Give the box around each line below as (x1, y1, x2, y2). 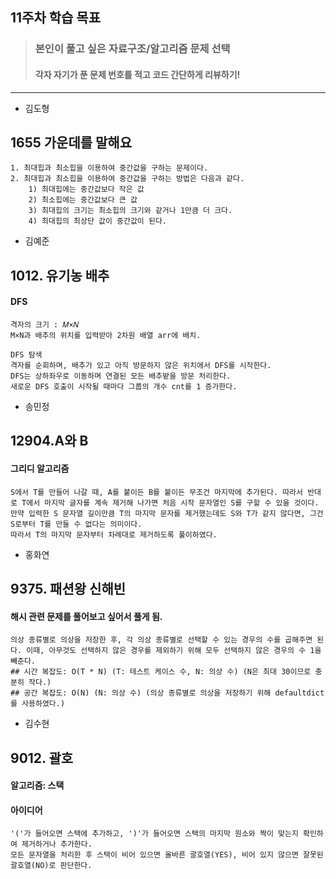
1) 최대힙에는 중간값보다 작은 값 (28, 184, 145, 195)
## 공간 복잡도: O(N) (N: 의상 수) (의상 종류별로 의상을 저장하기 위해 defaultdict (10, 688, 325, 698)
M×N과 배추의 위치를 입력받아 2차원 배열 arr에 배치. (10, 330, 202, 340)
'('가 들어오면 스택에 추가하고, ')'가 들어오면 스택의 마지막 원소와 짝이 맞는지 (10, 829, 299, 839)
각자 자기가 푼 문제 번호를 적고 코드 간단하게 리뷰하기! (34, 68, 241, 80)
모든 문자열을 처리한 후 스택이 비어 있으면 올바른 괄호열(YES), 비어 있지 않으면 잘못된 (10, 850, 324, 860)
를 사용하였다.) (10, 699, 66, 709)
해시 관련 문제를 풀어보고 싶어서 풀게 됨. (10, 610, 163, 622)
